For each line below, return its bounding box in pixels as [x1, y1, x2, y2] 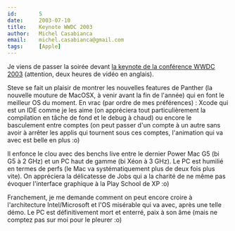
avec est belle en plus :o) [7, 136, 80, 144]
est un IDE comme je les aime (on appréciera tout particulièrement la [7, 106, 206, 114]
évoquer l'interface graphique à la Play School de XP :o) [7, 180, 170, 187]
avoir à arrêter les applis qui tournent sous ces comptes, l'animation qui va [7, 128, 224, 137]
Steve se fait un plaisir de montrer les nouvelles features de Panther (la [7, 84, 213, 92]
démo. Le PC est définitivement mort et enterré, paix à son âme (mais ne [7, 208, 218, 216]
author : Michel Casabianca [7, 30, 93, 37]
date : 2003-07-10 [7, 17, 71, 24]
